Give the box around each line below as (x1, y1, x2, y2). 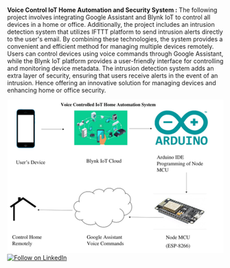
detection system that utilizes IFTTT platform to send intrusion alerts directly (7, 27, 223, 36)
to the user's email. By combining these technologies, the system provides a (7, 35, 223, 43)
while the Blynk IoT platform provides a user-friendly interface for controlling (7, 57, 224, 65)
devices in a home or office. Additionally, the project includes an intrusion (7, 21, 215, 28)
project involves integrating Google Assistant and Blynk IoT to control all (7, 13, 211, 21)
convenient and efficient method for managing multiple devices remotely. (7, 43, 214, 50)
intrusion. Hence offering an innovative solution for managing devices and (7, 79, 216, 87)
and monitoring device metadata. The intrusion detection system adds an (7, 65, 214, 72)
